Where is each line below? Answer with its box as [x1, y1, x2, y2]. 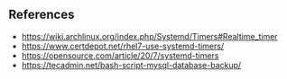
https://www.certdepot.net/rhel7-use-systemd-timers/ [21, 40, 225, 51]
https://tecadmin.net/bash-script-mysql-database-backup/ [21, 59, 242, 70]
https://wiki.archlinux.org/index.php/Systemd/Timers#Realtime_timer [21, 31, 278, 41]
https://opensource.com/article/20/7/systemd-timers [21, 49, 219, 61]
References [8, 7, 75, 22]
